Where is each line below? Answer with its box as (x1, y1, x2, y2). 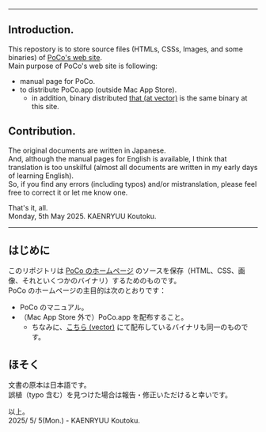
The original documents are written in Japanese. (8, 146, 166, 155)
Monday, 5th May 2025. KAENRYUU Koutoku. (8, 211, 157, 221)
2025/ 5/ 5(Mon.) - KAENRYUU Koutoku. (8, 416, 140, 426)
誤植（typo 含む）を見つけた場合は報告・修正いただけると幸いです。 (8, 390, 232, 400)
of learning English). (8, 171, 74, 180)
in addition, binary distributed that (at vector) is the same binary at (31, 93, 248, 103)
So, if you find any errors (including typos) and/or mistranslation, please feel (8, 179, 257, 188)
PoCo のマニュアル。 (19, 302, 89, 313)
